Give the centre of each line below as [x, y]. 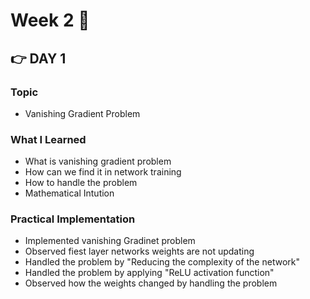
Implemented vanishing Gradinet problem [110, 241]
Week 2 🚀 [50, 20]
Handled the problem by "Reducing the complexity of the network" [162, 262]
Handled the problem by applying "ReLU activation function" [149, 273]
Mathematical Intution [69, 193]
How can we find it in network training [103, 172]
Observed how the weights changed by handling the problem [151, 283]
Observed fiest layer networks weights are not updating [139, 251]
